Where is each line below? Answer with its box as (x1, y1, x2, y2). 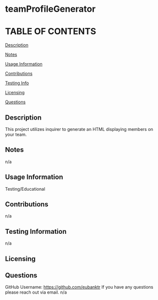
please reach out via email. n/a (5, 289, 67, 295)
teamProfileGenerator (5, 3, 96, 15)
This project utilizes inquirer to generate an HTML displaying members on (5, 126, 153, 132)
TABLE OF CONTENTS (5, 26, 96, 37)
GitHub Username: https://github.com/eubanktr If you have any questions (5, 284, 154, 290)
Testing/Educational (5, 186, 45, 192)
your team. (5, 131, 27, 137)
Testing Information (5, 227, 67, 236)
